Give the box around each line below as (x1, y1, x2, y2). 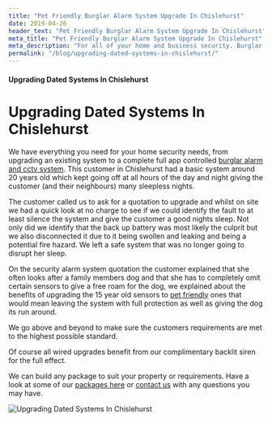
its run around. (8, 306, 57, 316)
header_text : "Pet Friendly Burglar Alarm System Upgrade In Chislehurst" (8, 27, 266, 35)
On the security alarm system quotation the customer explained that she (8, 264, 249, 273)
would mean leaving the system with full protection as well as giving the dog (8, 298, 263, 308)
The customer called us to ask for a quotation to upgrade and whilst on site (8, 196, 259, 206)
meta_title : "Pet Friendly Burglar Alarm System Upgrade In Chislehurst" (8, 34, 263, 43)
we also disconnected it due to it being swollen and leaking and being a (8, 231, 247, 241)
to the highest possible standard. (8, 331, 118, 340)
